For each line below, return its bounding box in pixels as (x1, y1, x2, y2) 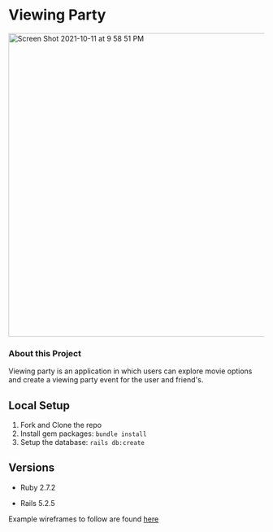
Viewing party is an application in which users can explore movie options (8, 366, 253, 376)
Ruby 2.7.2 (19, 482, 56, 492)
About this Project (8, 347, 81, 359)
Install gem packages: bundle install (19, 429, 147, 438)
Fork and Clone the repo (19, 421, 102, 430)
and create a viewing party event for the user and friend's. (8, 375, 204, 385)
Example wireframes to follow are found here (8, 514, 159, 524)
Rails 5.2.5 (19, 498, 55, 508)
